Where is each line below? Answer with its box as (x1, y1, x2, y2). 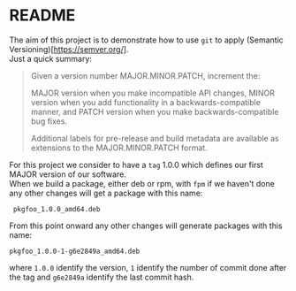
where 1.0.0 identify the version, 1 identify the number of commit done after (9, 262, 287, 272)
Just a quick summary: (9, 53, 93, 64)
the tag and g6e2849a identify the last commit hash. (9, 272, 194, 282)
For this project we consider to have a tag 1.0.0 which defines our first (9, 159, 263, 170)
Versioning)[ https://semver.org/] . (9, 43, 129, 54)
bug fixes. (30, 116, 68, 126)
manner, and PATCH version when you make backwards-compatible (30, 106, 279, 117)
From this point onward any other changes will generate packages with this (9, 220, 283, 231)
